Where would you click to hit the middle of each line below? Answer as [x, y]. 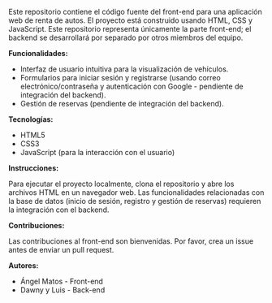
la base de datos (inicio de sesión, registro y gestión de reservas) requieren [135, 201]
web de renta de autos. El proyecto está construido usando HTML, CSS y [131, 20]
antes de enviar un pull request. [61, 250]
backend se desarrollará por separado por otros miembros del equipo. [126, 37]
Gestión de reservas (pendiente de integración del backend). [122, 104]
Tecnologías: [31, 119]
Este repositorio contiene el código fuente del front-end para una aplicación [135, 12]
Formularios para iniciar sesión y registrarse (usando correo [120, 78]
